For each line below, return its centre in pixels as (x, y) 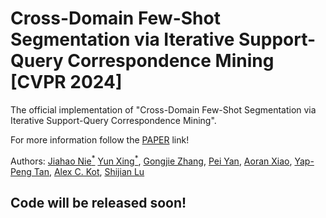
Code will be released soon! (98, 202)
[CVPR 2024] (66, 82)
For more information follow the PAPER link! (100, 139)
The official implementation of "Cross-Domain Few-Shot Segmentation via (163, 109)
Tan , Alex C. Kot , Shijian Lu (89, 171)
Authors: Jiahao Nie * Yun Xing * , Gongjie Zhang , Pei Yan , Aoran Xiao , (151, 160)
